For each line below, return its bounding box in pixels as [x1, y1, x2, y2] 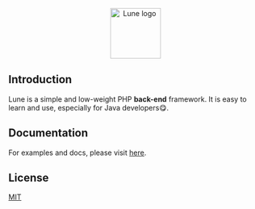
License [8, 171, 49, 185]
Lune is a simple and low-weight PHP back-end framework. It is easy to [8, 94, 248, 104]
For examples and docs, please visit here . [8, 148, 147, 157]
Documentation [8, 126, 89, 140]
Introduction [8, 73, 73, 86]
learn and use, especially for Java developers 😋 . [8, 102, 169, 112]
